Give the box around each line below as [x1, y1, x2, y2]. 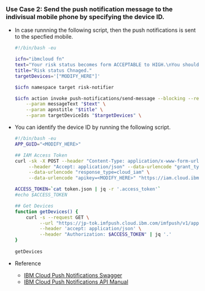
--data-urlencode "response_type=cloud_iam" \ [28, 169, 150, 176]
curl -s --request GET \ [26, 214, 90, 220]
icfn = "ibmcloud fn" [14, 56, 65, 63]
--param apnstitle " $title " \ [26, 107, 103, 113]
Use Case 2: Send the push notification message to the [6, 5, 173, 14]
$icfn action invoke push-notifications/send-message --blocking [14, 95, 185, 101]
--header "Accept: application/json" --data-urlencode [28, 163, 172, 170]
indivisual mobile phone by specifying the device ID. [6, 12, 165, 21]
